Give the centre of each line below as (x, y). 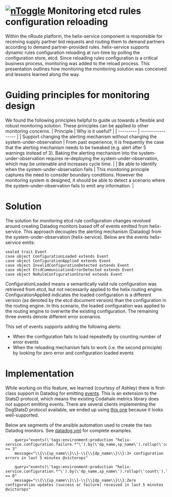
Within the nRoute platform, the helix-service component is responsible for (84, 36)
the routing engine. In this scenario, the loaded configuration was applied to (85, 305)
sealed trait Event (26, 252)
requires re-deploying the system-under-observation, (102, 158)
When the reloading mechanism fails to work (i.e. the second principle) (87, 347)
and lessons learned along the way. (43, 74)
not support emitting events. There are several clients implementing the (81, 404)
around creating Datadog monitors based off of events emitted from (77, 226)
